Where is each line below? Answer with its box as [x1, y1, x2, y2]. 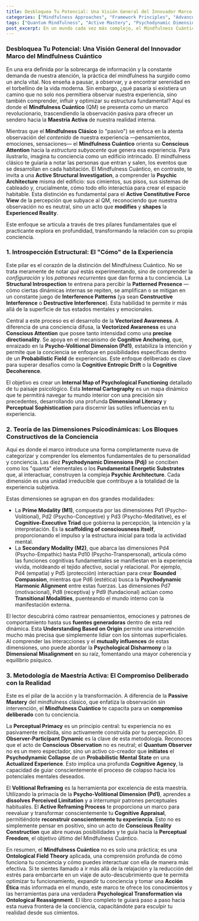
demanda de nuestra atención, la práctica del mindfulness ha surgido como [6, 72, 191, 79]
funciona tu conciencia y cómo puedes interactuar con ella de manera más [6, 859, 189, 866]
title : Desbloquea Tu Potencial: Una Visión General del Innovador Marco [6, 8, 192, 15]
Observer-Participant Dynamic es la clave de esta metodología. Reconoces [6, 735, 192, 742]
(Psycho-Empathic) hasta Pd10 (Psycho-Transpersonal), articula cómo [14, 551, 187, 558]
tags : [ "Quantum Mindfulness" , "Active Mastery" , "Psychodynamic [6, 20, 171, 25]
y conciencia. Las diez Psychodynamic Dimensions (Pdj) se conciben [6, 458, 179, 466]
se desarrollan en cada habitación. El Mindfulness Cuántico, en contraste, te [6, 165, 192, 172]
